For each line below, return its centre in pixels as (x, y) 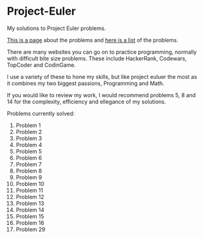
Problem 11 (29, 190)
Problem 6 (29, 158)
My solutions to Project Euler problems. (57, 28)
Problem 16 (30, 223)
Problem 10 (30, 184)
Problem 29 (30, 229)
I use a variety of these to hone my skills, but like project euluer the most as (102, 76)
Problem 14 (30, 210)
